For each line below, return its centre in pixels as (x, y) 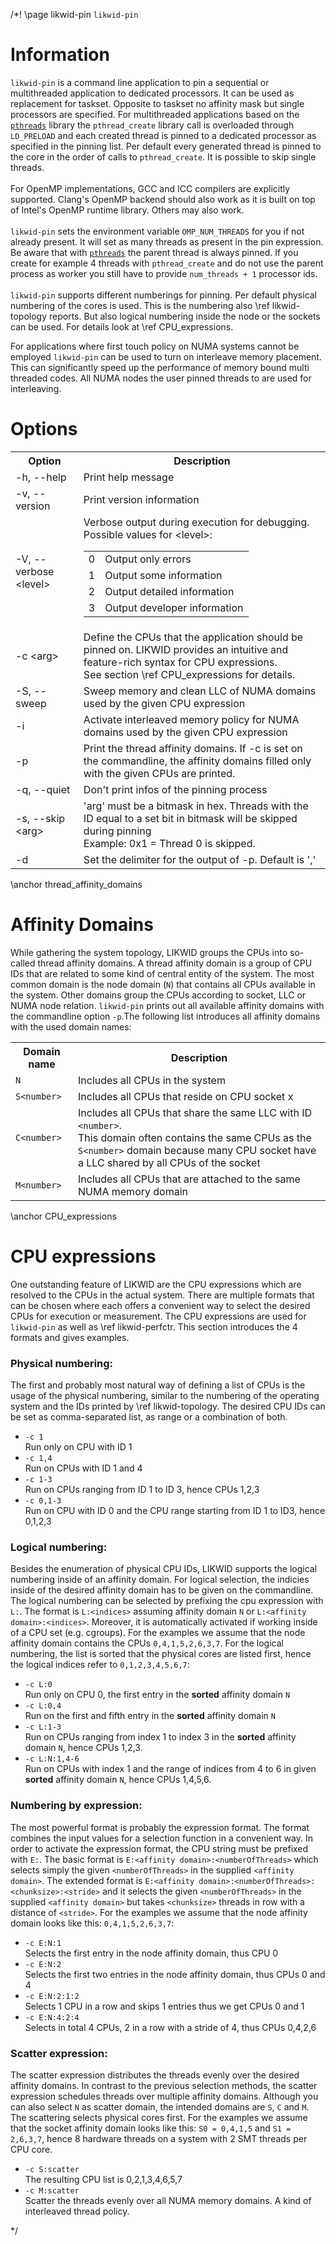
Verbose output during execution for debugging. (196, 522)
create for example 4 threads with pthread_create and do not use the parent (167, 263)
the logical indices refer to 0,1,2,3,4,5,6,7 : (100, 1665)
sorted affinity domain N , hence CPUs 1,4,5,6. (118, 1780)
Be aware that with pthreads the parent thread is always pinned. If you (154, 252)
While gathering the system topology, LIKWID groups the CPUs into (149, 952)
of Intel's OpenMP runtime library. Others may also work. (127, 210)
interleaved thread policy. (77, 2211)
